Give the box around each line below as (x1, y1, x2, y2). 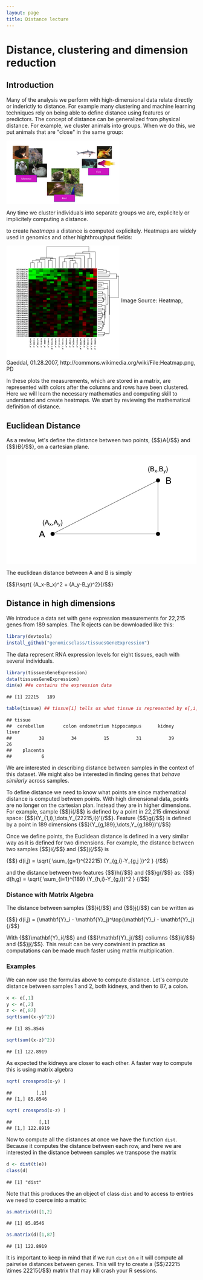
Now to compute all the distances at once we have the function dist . (6, 1136, 178, 1143)
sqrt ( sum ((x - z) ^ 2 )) (6, 1037, 56, 1043)
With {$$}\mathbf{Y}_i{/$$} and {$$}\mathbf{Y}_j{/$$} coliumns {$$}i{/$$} (6, 934, 195, 941)
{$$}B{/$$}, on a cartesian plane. (6, 443, 89, 451)
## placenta (6, 748, 45, 754)
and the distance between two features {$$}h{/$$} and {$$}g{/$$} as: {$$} (6, 869, 195, 877)
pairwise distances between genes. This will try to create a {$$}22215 (6, 1261, 181, 1268)
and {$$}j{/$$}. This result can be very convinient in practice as (6, 941, 166, 948)
